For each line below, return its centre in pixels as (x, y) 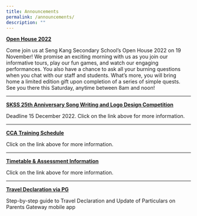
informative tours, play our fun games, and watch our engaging (82, 63)
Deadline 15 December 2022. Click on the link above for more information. (96, 116)
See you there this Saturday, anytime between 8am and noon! (81, 88)
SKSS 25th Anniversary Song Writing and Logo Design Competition (90, 105)
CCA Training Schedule (35, 133)
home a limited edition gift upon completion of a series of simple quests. (93, 82)
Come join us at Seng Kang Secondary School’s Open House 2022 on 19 (94, 50)
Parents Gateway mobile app (41, 207)
